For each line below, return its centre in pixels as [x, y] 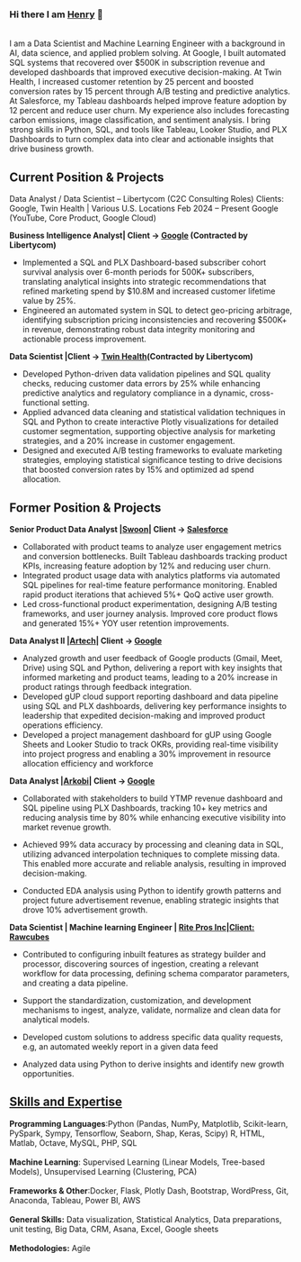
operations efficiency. [62, 725]
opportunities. [48, 1073]
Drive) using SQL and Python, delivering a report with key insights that [152, 667]
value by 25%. [49, 301]
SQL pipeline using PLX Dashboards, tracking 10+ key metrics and [145, 808]
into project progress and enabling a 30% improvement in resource [146, 754]
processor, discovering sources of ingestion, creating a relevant [140, 964]
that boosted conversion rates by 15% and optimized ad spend [138, 470]
